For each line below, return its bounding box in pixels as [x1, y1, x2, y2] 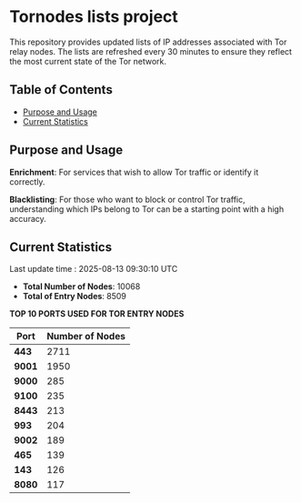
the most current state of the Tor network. [9, 55, 166, 66]
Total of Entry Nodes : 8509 [22, 291, 127, 302]
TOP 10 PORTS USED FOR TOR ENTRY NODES [9, 308, 185, 319]
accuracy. [9, 213, 47, 224]
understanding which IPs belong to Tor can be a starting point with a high [9, 203, 285, 215]
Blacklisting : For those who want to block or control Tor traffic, [9, 194, 246, 205]
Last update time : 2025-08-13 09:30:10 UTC [9, 264, 178, 275]
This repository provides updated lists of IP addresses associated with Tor [9, 36, 287, 47]
